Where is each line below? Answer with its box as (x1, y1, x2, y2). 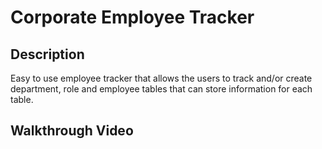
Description (10, 46, 85, 63)
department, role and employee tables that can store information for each (10, 83, 313, 95)
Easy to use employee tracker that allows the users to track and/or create (10, 72, 313, 84)
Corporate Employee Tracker (10, 6, 255, 29)
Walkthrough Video (10, 122, 134, 140)
